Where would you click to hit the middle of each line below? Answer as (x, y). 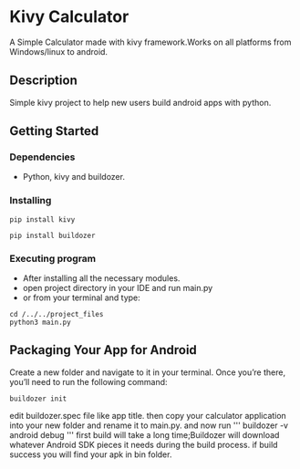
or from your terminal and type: (82, 297)
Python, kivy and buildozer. (74, 177)
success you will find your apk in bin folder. (91, 454)
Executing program (53, 258)
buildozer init (38, 399)
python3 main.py (40, 323)
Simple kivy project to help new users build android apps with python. (140, 102)
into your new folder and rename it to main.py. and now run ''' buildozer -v (149, 425)
